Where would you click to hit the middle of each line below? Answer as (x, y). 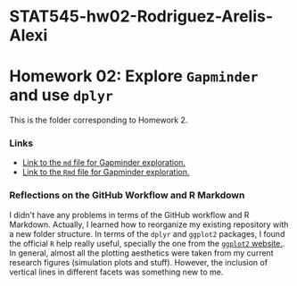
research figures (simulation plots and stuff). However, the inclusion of (139, 262)
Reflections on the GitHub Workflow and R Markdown (127, 196)
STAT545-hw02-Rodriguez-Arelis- (141, 17)
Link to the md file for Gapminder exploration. (103, 163)
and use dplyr (62, 95)
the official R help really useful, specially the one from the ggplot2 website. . (147, 243)
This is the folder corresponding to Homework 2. (99, 120)
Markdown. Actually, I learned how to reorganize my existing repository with (149, 224)
